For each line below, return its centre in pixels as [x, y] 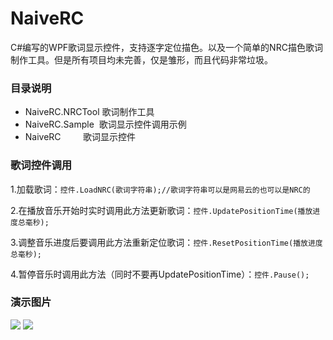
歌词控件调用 [41, 165]
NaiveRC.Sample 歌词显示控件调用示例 [105, 124]
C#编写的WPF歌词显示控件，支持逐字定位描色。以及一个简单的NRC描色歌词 [166, 47]
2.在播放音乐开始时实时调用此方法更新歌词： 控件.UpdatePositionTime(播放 [161, 210]
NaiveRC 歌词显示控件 [80, 137]
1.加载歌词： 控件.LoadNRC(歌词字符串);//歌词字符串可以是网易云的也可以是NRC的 [160, 189]
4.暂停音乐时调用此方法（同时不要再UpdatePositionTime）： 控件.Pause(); [160, 274]
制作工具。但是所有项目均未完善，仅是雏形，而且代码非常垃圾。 [141, 59]
